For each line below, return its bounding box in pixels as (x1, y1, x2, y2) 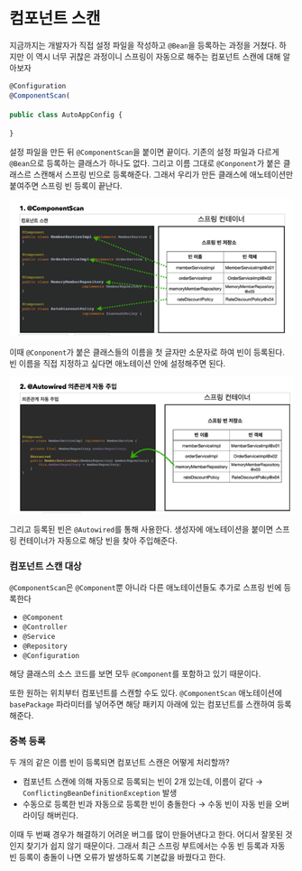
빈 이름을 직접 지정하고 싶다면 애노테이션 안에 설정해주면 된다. (9, 358, 226, 369)
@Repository (22, 642, 68, 651)
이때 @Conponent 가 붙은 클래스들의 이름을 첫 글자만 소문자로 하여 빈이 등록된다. (9, 347, 286, 357)
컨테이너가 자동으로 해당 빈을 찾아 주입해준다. (18, 534, 178, 546)
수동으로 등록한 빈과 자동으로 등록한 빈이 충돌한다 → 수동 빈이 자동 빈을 (22, 799, 273, 810)
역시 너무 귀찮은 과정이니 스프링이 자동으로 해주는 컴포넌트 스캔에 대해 (35, 51, 281, 61)
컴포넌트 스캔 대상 (9, 560, 83, 572)
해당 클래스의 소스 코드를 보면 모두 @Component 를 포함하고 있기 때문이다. (9, 669, 261, 680)
